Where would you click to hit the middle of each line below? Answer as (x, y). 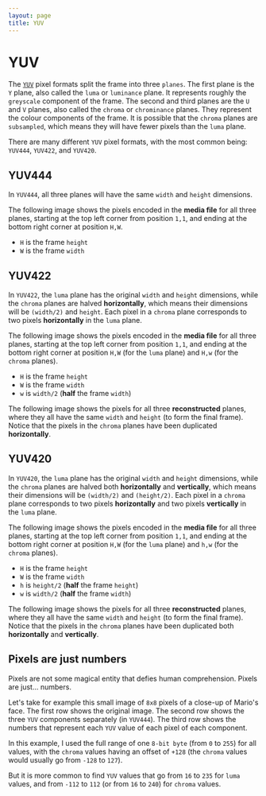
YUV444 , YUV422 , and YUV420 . (52, 150)
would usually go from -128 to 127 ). (66, 759)
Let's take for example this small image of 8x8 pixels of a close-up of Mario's (133, 702)
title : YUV (26, 23)
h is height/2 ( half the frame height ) (79, 584)
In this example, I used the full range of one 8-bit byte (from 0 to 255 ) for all (132, 743)
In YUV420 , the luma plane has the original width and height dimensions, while (133, 478)
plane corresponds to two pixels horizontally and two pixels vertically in (127, 503)
